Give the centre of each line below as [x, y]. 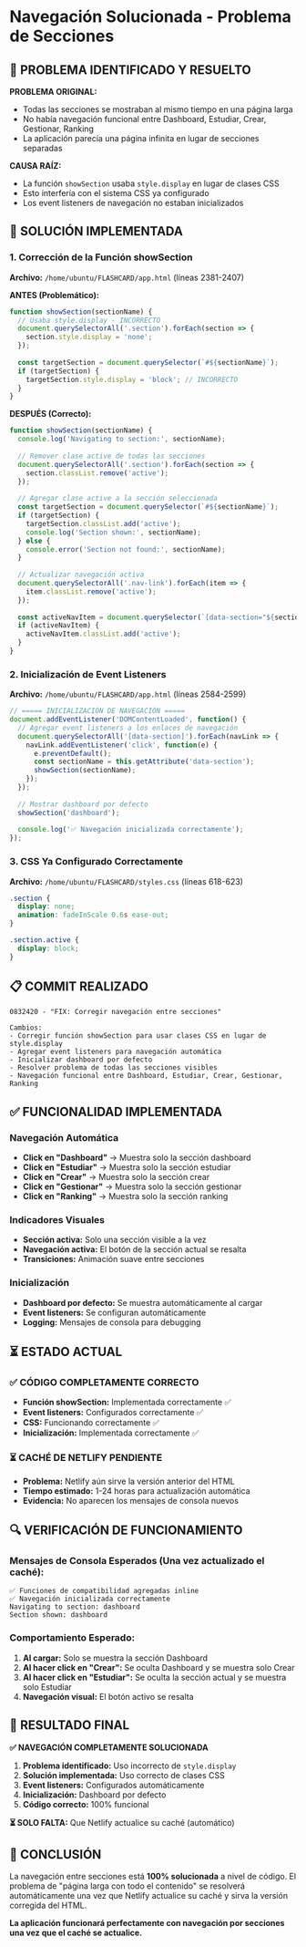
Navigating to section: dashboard [75, 1607]
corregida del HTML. [48, 1906]
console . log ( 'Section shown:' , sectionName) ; [114, 532]
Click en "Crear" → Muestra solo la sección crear [116, 1177]
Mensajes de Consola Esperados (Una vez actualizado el [137, 1561]
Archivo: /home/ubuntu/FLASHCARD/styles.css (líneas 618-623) [127, 881]
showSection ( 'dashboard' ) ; [69, 813]
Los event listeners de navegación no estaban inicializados [133, 203]
